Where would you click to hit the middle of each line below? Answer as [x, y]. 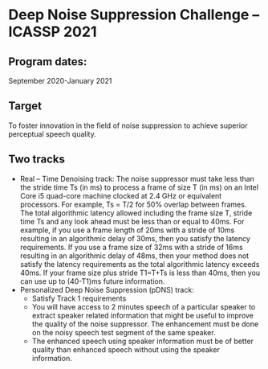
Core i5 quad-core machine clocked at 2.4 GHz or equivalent [121, 195]
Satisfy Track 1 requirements [79, 298]
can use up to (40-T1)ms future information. [92, 281]
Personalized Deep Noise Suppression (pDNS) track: [107, 289]
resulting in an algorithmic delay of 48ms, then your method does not [134, 256]
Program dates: [48, 61]
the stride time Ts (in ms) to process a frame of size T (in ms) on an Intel [139, 187]
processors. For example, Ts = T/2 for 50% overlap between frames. [133, 204]
